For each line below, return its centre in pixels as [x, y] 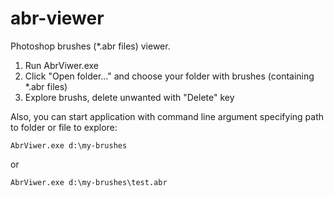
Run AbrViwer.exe [61, 65]
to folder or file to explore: [64, 127]
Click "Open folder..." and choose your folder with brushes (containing [169, 76]
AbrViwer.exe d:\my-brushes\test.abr [89, 182]
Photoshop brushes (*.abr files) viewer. [90, 46]
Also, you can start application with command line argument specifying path [167, 116]
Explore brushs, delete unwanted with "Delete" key [129, 97]
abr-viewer [57, 18]
